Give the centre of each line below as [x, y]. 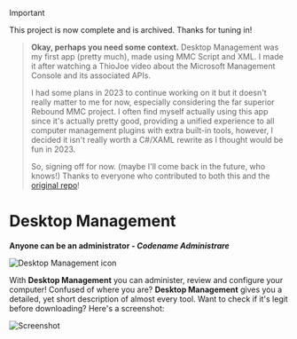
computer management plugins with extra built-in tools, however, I [152, 130]
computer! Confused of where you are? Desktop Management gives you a [146, 289]
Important [27, 13]
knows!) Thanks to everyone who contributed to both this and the [150, 176]
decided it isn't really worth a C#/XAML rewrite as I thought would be [157, 140]
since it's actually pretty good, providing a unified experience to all [152, 121]
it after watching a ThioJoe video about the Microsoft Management [153, 66]
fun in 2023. [53, 149]
